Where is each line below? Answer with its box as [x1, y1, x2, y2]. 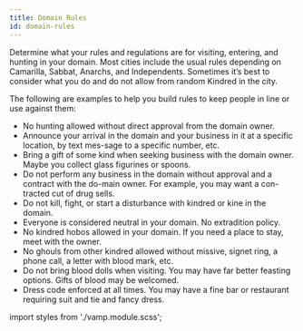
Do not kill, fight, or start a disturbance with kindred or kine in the [22, 197, 267, 209]
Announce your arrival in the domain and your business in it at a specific [22, 130, 293, 141]
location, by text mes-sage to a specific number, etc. [22, 140, 220, 151]
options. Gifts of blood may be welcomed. [22, 274, 180, 286]
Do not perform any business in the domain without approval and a [22, 169, 272, 180]
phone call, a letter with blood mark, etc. [22, 255, 174, 266]
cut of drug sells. [51, 188, 115, 199]
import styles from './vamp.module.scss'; [9, 311, 162, 322]
